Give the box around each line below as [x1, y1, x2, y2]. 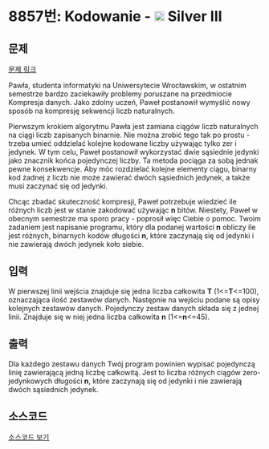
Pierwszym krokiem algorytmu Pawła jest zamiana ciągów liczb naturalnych [8, 122, 259, 131]
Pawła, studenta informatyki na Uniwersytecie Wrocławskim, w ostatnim [8, 81, 247, 90]
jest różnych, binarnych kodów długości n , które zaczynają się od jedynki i [8, 231, 255, 241]
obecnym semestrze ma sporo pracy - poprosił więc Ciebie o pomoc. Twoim [8, 214, 261, 223]
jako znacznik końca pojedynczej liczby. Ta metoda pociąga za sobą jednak [8, 156, 259, 165]
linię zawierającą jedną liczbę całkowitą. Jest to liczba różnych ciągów [8, 367, 241, 377]
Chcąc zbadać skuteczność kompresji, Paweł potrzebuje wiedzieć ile [8, 197, 237, 206]
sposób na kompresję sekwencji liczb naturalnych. [8, 106, 175, 115]
